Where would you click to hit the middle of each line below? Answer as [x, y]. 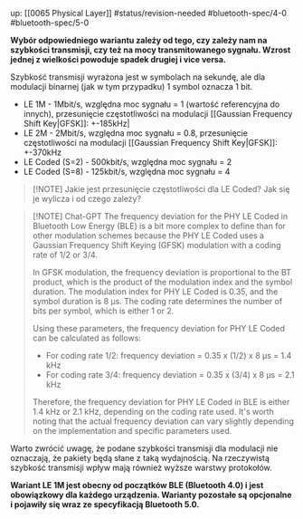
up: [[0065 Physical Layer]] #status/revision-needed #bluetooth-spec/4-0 [149, 13]
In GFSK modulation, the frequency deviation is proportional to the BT [162, 272]
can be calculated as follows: [86, 338]
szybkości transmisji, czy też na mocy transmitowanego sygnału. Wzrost [151, 50]
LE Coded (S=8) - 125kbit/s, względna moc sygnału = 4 [127, 172]
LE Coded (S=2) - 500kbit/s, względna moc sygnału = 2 [128, 162]
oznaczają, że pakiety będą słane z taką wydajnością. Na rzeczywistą [140, 458]
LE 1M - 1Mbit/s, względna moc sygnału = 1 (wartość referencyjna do [151, 104]
